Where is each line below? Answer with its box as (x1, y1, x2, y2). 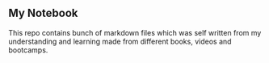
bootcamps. (8, 44, 48, 55)
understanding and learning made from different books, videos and (8, 36, 232, 46)
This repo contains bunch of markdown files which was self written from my (8, 27, 262, 37)
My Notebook (8, 6, 78, 20)
